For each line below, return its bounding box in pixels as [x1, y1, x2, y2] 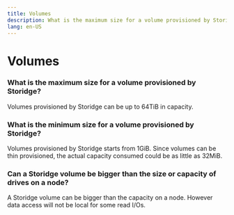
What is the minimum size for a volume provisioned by [7, 120, 194, 129]
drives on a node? [7, 178, 69, 188]
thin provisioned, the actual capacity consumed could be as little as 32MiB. [7, 152, 223, 160]
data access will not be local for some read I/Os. [7, 201, 146, 209]
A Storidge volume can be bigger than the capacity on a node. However [7, 193, 213, 202]
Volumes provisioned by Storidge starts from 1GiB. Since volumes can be [7, 144, 217, 153]
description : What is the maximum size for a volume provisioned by [7, 17, 210, 24]
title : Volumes [7, 10, 52, 17]
